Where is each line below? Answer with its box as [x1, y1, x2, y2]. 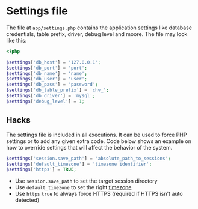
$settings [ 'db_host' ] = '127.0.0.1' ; [6, 59, 101, 65]
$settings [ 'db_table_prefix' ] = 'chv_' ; [6, 87, 110, 94]
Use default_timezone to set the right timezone [14, 184, 132, 191]
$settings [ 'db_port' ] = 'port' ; [6, 65, 87, 71]
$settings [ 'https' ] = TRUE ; [6, 166, 77, 172]
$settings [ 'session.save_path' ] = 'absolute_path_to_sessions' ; [6, 155, 171, 162]
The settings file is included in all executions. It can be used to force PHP [6, 131, 187, 138]
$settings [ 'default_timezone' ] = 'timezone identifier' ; [6, 161, 152, 167]
